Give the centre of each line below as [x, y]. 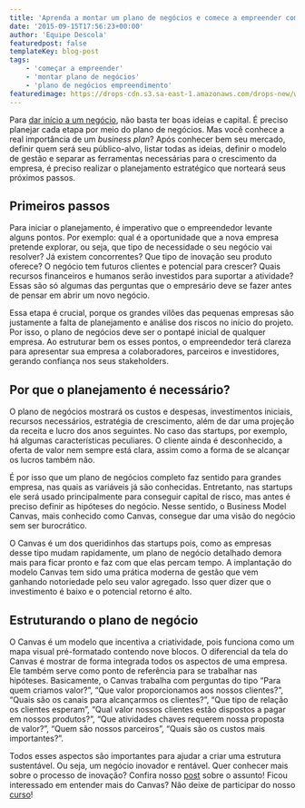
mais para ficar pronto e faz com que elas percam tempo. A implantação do [151, 563]
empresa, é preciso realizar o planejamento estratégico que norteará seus [148, 168]
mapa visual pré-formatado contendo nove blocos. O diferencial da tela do [149, 651]
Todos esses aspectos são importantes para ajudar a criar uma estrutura [145, 755]
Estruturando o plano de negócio [104, 620]
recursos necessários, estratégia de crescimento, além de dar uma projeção [152, 421]
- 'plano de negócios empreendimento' [99, 85]
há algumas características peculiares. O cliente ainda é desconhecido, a [146, 440]
